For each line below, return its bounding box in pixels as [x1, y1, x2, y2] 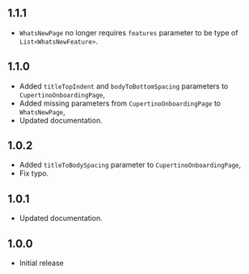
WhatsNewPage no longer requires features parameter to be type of [19, 27, 238, 37]
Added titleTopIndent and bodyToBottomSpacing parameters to [19, 81, 229, 91]
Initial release [19, 258, 64, 268]
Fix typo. [19, 168, 49, 178]
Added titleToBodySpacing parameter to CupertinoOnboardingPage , [19, 160, 242, 170]
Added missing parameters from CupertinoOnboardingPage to [19, 98, 222, 108]
